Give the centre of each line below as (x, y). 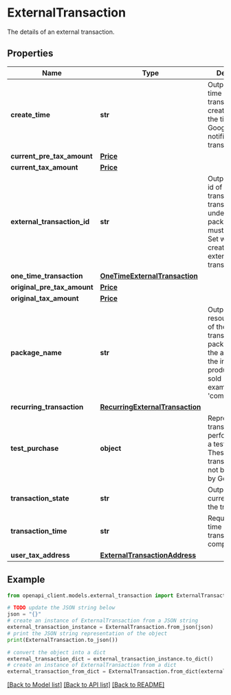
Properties (30, 53)
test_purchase (35, 448)
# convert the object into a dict (57, 652)
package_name (36, 352)
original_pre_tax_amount (52, 287)
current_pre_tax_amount (52, 156)
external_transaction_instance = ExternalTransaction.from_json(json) (110, 627)
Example (26, 580)
